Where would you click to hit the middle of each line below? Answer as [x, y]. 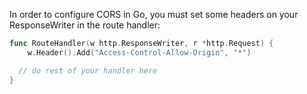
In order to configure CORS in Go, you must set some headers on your [154, 14]
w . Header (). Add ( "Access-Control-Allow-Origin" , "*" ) [139, 52]
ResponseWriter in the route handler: [85, 25]
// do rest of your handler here [88, 70]
